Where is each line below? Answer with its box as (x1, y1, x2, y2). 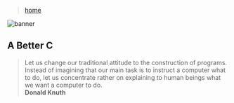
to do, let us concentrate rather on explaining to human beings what (24, 73, 221, 81)
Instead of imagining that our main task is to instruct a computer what (24, 66, 226, 74)
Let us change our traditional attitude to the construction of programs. (24, 58, 227, 67)
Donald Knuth (24, 88, 66, 97)
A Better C (7, 40, 53, 52)
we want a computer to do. (24, 81, 103, 89)
